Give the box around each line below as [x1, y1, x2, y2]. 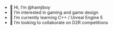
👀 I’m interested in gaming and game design [9, 10, 99, 15]
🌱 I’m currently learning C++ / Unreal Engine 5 [9, 15, 103, 20]
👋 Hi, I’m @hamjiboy [9, 5, 50, 10]
